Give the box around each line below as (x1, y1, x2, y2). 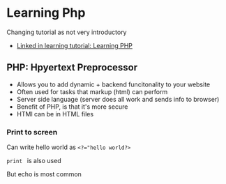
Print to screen (6, 127, 58, 137)
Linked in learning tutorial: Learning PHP (16, 41, 133, 49)
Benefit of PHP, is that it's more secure (16, 102, 128, 111)
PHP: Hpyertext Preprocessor (6, 61, 138, 74)
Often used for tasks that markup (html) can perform (16, 87, 168, 95)
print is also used (6, 157, 61, 165)
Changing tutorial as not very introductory (6, 28, 127, 36)
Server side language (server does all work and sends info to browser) (16, 95, 220, 103)
